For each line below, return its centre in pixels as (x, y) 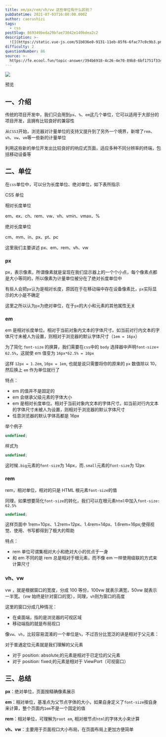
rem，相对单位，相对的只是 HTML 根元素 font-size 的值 (61, 490)
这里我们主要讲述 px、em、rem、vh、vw (47, 247)
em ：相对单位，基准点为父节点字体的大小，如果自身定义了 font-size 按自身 (81, 702)
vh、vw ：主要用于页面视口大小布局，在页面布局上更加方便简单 (69, 729)
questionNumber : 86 (25, 51)
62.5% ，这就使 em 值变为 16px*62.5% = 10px (50, 353)
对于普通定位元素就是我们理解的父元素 (44, 644)
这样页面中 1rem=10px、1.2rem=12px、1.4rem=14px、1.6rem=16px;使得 (78, 525)
